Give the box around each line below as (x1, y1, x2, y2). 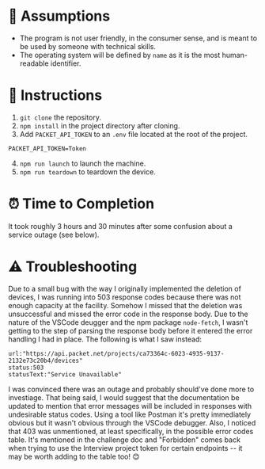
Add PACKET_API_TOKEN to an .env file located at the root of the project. (19, 129, 248, 139)
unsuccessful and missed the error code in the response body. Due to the (8, 309, 248, 318)
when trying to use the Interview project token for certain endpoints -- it (8, 443, 243, 452)
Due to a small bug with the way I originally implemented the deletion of (8, 284, 241, 293)
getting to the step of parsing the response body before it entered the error (8, 326, 253, 335)
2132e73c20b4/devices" (8, 357, 83, 364)
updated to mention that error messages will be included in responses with (8, 401, 252, 410)
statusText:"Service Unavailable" (8, 370, 123, 379)
